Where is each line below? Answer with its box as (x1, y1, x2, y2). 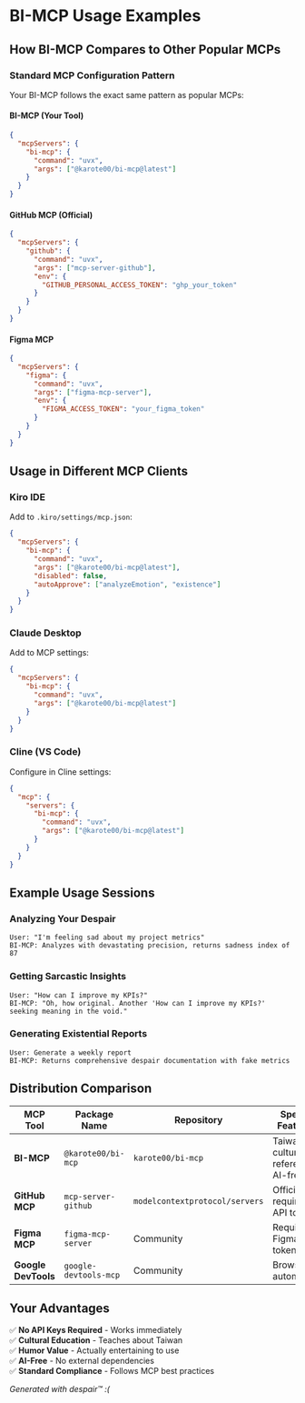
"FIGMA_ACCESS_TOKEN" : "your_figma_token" (42, 405, 205, 414)
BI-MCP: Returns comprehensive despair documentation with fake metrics (9, 1056, 290, 1065)
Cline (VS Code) (9, 746, 82, 758)
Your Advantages (9, 1301, 111, 1316)
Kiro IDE (9, 491, 45, 504)
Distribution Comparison (9, 1081, 152, 1097)
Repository (173, 1113, 223, 1126)
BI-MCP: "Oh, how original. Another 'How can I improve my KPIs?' (9, 998, 266, 1007)
